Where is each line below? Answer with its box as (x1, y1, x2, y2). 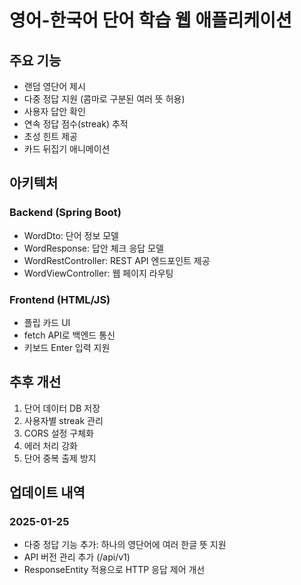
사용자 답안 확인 (23, 106, 86, 117)
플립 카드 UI (23, 316, 71, 328)
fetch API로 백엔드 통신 (23, 329, 116, 341)
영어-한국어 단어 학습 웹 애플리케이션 (9, 9, 292, 32)
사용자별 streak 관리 (23, 414, 104, 426)
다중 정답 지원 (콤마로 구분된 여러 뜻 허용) (23, 93, 186, 105)
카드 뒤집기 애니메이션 (23, 143, 111, 155)
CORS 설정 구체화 (23, 427, 94, 439)
